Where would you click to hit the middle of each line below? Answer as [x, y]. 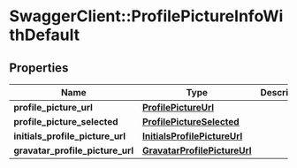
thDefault [45, 35]
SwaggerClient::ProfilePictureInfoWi [146, 16]
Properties [39, 68]
